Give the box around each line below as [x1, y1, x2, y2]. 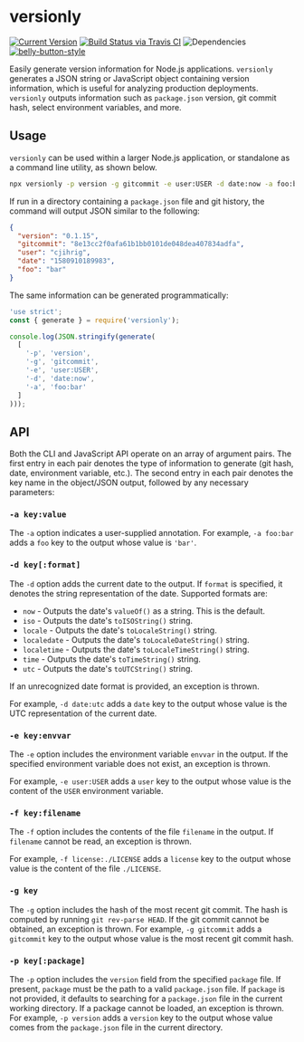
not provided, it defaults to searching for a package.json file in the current [9, 993, 283, 1004]
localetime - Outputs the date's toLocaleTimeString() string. [22, 644, 251, 655]
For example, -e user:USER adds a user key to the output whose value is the [9, 776, 291, 787]
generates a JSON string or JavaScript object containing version [9, 72, 251, 83]
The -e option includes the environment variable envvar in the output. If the [9, 749, 289, 760]
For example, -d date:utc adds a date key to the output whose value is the [9, 698, 288, 709]
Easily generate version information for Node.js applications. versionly [9, 63, 273, 74]
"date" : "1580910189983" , [17, 256, 116, 266]
